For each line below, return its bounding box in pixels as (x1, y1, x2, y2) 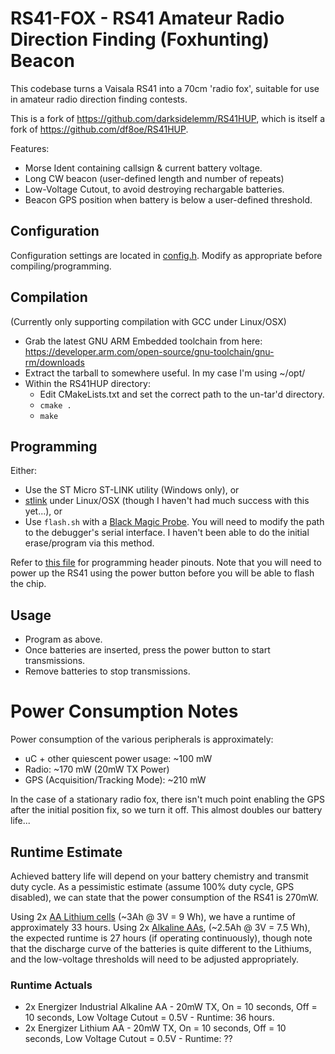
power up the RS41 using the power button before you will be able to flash (10, 567, 315, 579)
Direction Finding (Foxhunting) (10, 28, 270, 51)
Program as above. (24, 633, 103, 646)
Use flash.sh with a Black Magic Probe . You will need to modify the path (24, 516, 325, 528)
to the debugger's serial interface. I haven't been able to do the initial (24, 527, 310, 539)
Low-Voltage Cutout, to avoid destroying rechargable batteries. (24, 183, 285, 195)
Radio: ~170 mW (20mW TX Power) (24, 763, 170, 776)
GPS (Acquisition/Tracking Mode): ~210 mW (24, 774, 207, 786)
